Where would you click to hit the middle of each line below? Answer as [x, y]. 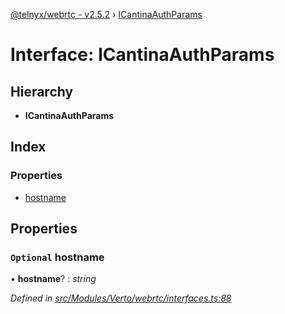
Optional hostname [57, 257]
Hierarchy [42, 91]
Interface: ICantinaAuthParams [142, 55]
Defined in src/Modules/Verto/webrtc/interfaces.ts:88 [121, 298]
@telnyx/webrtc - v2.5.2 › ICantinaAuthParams [106, 14]
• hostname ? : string [53, 279]
